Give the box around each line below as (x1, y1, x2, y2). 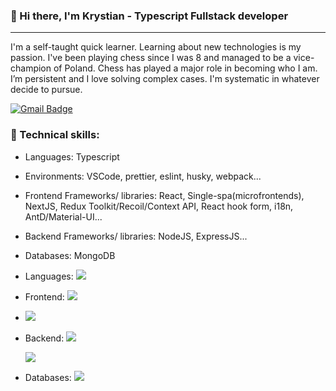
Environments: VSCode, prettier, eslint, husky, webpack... (24, 170, 262, 182)
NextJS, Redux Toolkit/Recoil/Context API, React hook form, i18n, (24, 200, 294, 212)
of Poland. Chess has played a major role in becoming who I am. (53, 62, 318, 74)
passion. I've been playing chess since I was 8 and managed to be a (10, 52, 292, 64)
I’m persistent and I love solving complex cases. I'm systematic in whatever (10, 73, 320, 85)
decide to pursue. (10, 84, 83, 96)
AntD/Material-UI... (24, 210, 103, 223)
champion (10, 62, 52, 74)
